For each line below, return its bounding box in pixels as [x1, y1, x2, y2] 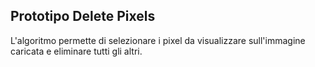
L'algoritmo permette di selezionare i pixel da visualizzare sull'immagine [10, 34, 306, 46]
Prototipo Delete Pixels [10, 8, 156, 25]
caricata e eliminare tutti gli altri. [10, 45, 143, 57]
